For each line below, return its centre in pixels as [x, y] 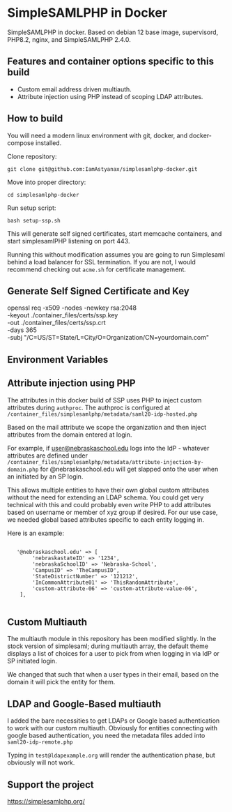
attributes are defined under [48, 456]
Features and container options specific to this [111, 62]
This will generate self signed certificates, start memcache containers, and [115, 233]
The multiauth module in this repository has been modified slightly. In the [112, 639]
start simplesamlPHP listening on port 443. [69, 241]
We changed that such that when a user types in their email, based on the [113, 675]
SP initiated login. [32, 661]
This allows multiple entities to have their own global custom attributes [108, 490]
